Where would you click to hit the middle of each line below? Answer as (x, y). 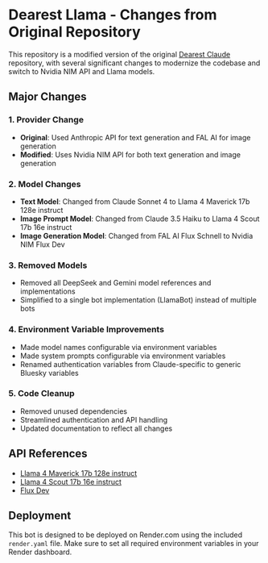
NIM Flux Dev (43, 244)
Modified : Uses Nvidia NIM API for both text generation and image (130, 154)
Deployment (40, 516)
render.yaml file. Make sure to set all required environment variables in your (134, 544)
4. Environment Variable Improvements (87, 330)
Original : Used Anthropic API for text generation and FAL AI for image (135, 137)
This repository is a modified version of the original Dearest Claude (120, 54)
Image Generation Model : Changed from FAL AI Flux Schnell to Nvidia (136, 236)
